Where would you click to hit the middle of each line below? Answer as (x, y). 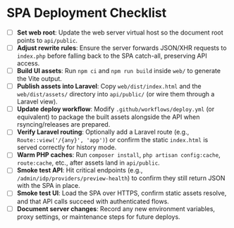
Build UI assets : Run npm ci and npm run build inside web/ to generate (119, 71)
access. (28, 63)
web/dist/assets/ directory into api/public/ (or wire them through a (116, 94)
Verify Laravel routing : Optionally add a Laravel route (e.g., (103, 132)
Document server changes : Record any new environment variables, (116, 208)
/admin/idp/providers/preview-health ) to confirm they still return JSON (121, 178)
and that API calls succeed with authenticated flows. (93, 201)
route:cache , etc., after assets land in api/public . (88, 163)
